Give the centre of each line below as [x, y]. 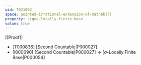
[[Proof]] [14, 37]
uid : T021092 [19, 10]
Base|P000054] [29, 58]
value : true [17, 23]
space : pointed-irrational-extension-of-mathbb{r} [59, 14]
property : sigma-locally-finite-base [44, 19]
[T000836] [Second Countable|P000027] [55, 47]
